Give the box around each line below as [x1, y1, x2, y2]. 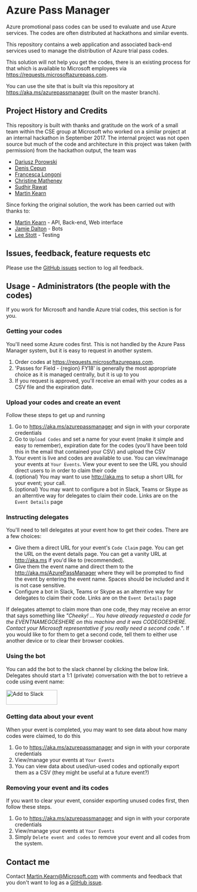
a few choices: [6, 533, 42, 540]
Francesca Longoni [14, 171, 62, 178]
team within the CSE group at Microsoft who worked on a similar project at [6, 128, 186, 135]
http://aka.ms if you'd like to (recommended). [14, 556, 125, 564]
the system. [14, 840, 44, 847]
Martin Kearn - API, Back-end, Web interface [14, 219, 123, 226]
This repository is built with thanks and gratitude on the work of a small [6, 122, 178, 129]
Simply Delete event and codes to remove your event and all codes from [14, 834, 191, 841]
